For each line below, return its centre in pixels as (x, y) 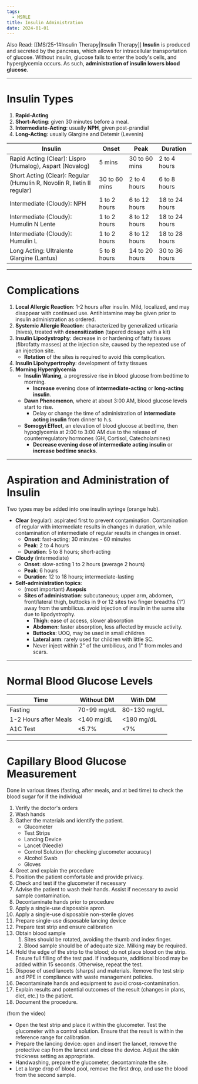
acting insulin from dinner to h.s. (73, 419)
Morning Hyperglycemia (46, 369)
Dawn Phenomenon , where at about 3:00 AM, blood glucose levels (105, 401)
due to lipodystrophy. (50, 614)
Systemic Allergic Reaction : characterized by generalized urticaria (96, 326)
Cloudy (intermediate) (42, 558)
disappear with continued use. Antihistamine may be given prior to (95, 313)
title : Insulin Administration (45, 22)
